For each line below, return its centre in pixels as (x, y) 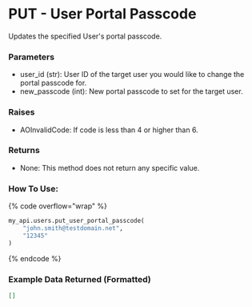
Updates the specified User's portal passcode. (85, 36)
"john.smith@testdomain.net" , (73, 228)
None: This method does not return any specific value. (110, 168)
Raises (22, 112)
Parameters (31, 57)
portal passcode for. (53, 83)
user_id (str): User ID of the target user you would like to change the (132, 75)
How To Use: (33, 188)
